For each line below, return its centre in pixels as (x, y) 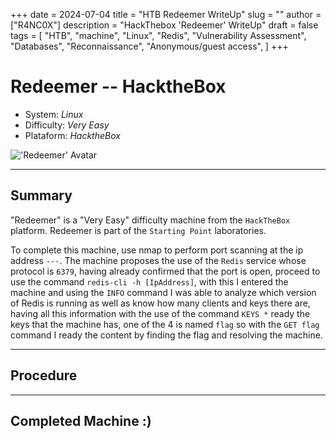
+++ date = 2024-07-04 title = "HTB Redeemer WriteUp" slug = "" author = (166, 14)
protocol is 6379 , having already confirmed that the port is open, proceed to (165, 271)
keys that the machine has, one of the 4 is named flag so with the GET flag (165, 324)
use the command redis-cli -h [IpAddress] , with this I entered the (149, 281)
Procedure (44, 375)
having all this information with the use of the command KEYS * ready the (160, 313)
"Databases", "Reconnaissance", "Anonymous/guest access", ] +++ (149, 46)
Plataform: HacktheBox (72, 135)
